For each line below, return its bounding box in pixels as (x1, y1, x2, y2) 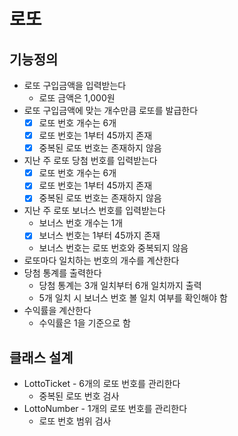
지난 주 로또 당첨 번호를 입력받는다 (23, 155, 158, 167)
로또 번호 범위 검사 (38, 415, 112, 427)
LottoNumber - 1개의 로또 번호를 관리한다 (23, 403, 188, 415)
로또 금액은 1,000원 (38, 92, 116, 104)
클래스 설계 (9, 349, 74, 366)
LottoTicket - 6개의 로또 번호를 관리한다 (23, 378, 181, 390)
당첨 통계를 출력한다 (23, 267, 102, 279)
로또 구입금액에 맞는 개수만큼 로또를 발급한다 (23, 105, 199, 116)
